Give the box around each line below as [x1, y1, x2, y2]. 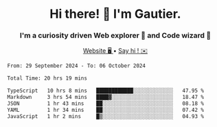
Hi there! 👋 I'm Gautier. [49, 6, 181, 22]
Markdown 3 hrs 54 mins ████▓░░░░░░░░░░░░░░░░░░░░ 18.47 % [7, 94, 205, 101]
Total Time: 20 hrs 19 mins [7, 75, 88, 82]
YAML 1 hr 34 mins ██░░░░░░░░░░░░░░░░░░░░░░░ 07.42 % [7, 106, 205, 113]
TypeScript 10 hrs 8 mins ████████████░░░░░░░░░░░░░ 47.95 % [7, 87, 205, 95]
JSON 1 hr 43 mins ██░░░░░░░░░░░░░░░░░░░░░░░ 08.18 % [7, 100, 205, 107]
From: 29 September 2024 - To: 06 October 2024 [7, 62, 146, 69]
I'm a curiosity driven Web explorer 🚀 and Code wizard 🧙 [19, 31, 212, 41]
